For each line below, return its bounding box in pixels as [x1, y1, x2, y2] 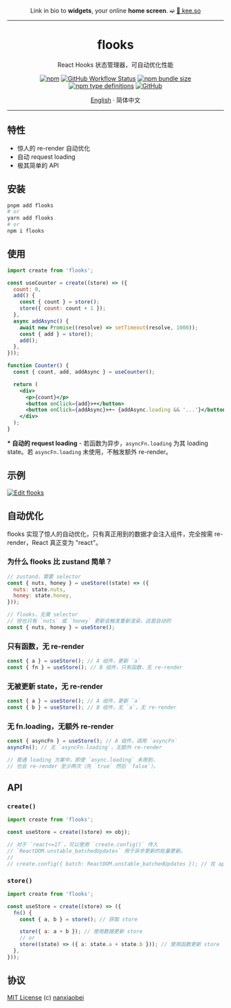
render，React [7, 538, 49, 546]
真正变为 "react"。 [49, 538, 102, 546]
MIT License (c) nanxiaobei [7, 993, 85, 1001]
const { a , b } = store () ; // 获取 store [19, 916, 138, 923]
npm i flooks [7, 228, 45, 235]
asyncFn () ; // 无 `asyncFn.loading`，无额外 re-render [7, 744, 163, 751]
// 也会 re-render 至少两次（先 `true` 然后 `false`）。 [7, 762, 159, 770]
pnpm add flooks [7, 202, 54, 209]
